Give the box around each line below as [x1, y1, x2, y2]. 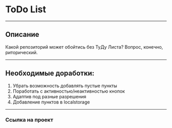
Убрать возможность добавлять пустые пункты [12, 82, 118, 89]
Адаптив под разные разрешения [12, 93, 87, 99]
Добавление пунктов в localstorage [12, 99, 90, 105]
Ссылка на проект [5, 116, 54, 123]
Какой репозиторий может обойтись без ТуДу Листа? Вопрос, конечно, [5, 44, 163, 50]
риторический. [5, 49, 38, 55]
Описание [5, 30, 39, 39]
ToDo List [5, 4, 47, 15]
